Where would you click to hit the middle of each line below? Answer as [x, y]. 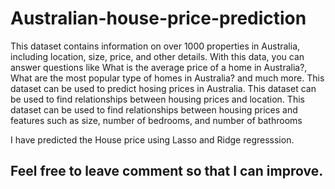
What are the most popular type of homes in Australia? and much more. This [167, 78]
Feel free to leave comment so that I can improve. [167, 171]
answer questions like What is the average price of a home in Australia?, [159, 67]
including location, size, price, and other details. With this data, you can [157, 56]
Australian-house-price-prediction [158, 18]
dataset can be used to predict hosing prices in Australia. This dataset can [163, 88]
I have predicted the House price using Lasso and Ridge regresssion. [152, 139]
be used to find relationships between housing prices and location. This [157, 99]
